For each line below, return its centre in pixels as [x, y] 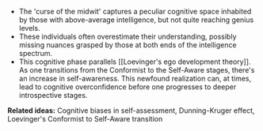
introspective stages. [53, 95]
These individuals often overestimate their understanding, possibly [128, 36]
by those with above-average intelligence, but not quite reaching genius [136, 20]
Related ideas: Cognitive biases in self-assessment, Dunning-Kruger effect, [131, 110]
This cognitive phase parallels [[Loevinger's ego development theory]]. [135, 62]
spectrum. [36, 53]
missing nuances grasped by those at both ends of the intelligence [128, 45]
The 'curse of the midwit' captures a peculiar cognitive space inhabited [135, 11]
